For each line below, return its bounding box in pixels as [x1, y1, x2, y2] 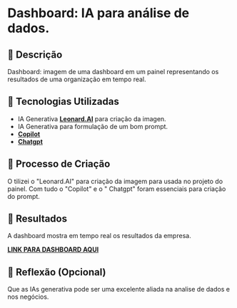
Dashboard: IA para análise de [7, 5, 190, 21]
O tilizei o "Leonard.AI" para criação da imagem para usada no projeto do [7, 177, 223, 185]
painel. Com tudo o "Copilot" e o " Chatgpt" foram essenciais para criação [7, 184, 226, 193]
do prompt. [7, 192, 41, 200]
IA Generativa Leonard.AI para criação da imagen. [17, 114, 166, 123]
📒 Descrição [7, 48, 63, 61]
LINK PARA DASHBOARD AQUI [7, 245, 99, 254]
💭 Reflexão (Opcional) [7, 266, 106, 278]
